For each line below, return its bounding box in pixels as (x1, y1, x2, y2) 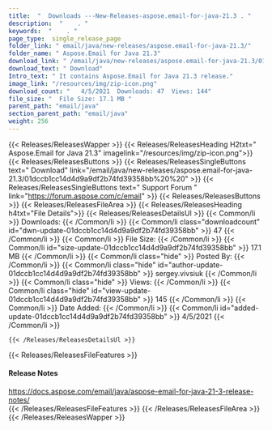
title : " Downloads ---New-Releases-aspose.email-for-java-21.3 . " (8, 11, 252, 20)
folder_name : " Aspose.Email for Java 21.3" (8, 49, 161, 57)
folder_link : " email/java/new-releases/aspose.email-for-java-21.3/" (8, 42, 252, 50)
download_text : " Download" (8, 65, 104, 73)
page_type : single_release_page (8, 34, 121, 43)
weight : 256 (8, 117, 49, 126)
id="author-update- (157, 260, 223, 270)
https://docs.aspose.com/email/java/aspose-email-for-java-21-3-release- (8, 386, 254, 397)
